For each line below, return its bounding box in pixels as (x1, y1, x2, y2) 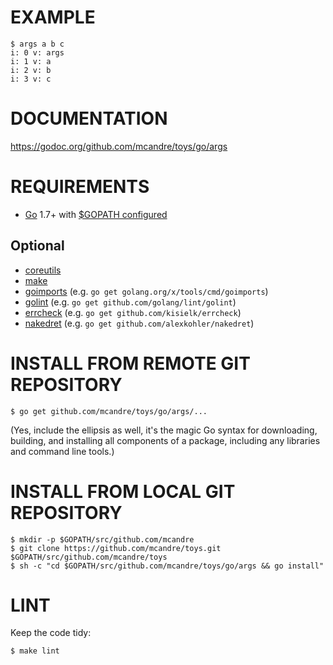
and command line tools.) (10, 445, 115, 457)
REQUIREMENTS (10, 176, 150, 198)
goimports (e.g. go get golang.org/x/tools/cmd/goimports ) (24, 285, 269, 297)
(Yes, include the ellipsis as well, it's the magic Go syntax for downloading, (10, 424, 318, 436)
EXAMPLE (10, 6, 96, 29)
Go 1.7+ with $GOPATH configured (24, 208, 168, 220)
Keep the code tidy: (10, 627, 92, 639)
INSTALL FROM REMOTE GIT (10, 352, 251, 375)
